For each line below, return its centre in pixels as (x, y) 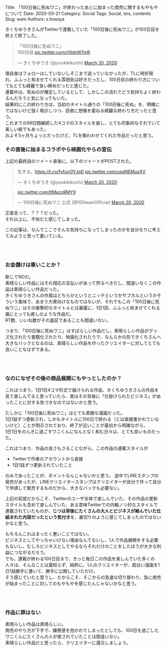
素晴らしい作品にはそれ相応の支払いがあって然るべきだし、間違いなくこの (81, 283)
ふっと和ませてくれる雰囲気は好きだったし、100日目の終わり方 (83, 79)
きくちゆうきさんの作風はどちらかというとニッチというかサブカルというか (81, 295)
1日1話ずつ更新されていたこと (42, 465)
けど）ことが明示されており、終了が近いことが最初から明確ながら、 (79, 425)
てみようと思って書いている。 (35, 236)
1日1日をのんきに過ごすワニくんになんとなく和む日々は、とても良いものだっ (83, 431)
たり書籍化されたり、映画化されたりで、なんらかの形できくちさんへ (91, 337)
